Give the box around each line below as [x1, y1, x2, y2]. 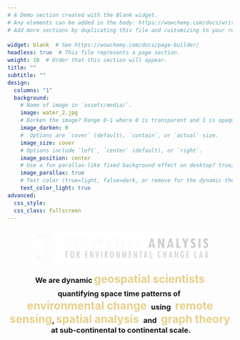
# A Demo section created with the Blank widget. [7, 11, 159, 19]
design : [7, 79, 31, 86]
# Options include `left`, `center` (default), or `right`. [20, 147, 203, 154]
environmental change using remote [26, 298, 214, 313]
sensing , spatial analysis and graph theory [9, 311, 231, 326]
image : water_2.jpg [20, 109, 79, 117]
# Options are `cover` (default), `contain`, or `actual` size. [20, 132, 219, 139]
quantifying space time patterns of [57, 289, 181, 299]
